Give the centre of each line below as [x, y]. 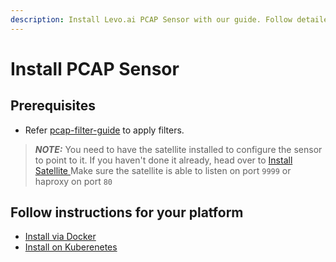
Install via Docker [60, 237]
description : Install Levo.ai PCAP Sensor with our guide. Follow [151, 19]
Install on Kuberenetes [71, 247]
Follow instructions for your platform [127, 212]
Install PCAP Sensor [95, 68]
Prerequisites [53, 106]
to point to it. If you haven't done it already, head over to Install [163, 160]
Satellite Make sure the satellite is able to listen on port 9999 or [163, 170]
